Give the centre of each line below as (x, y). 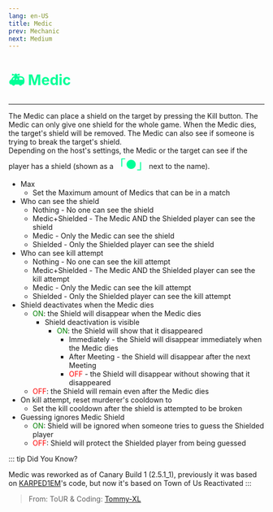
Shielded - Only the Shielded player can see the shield (123, 245)
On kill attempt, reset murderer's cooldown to (96, 400)
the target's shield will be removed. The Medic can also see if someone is (131, 133)
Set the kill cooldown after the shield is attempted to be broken (137, 409)
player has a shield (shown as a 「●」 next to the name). (109, 165)
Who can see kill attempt (62, 254)
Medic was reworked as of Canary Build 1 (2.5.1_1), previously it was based (133, 475)
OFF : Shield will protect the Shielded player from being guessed (139, 443)
